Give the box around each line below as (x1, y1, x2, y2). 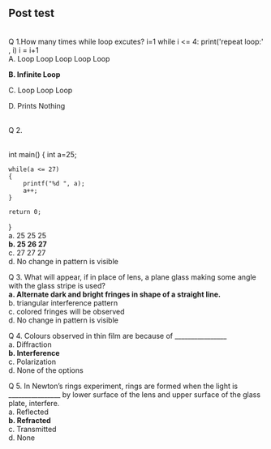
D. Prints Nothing (8, 100, 66, 110)
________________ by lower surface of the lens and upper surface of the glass (8, 389, 261, 400)
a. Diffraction (8, 340, 52, 349)
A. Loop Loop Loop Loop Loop (8, 53, 110, 63)
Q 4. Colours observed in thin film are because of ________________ (8, 331, 227, 340)
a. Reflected (8, 407, 49, 417)
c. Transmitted (8, 424, 57, 434)
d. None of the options (8, 365, 84, 375)
